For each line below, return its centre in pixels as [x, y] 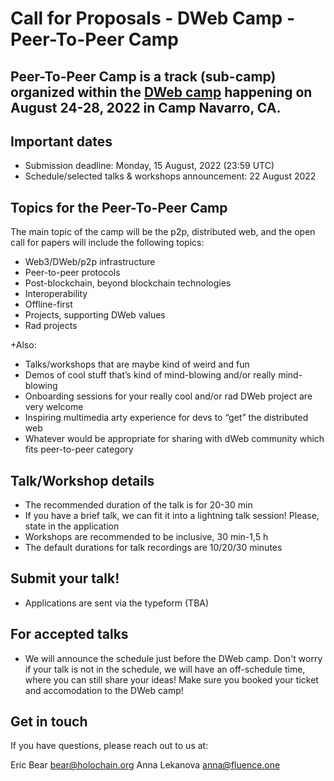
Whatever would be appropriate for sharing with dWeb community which [174, 439]
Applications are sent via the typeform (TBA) [117, 603]
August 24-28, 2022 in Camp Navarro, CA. [146, 107]
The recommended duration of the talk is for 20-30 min [138, 505]
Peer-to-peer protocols [72, 273]
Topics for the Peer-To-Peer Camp [119, 207]
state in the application [72, 526]
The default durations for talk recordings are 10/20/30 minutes [153, 548]
